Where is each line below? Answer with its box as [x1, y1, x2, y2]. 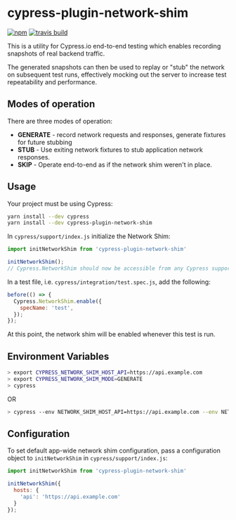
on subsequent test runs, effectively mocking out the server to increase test [7, 70, 227, 79]
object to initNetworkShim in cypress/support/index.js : [7, 454, 168, 462]
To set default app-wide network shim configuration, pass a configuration [7, 446, 221, 455]
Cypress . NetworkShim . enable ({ [13, 297, 102, 305]
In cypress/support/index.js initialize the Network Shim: [7, 232, 171, 240]
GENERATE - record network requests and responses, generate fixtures [17, 130, 226, 138]
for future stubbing [17, 138, 72, 146]
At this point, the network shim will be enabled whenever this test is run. [7, 330, 216, 339]
